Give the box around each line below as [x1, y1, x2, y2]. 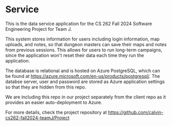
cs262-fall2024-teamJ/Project [5, 114, 70, 121]
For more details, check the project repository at [5, 109, 107, 115]
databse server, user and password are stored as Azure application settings [5, 78, 165, 85]
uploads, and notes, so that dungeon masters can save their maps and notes [5, 41, 167, 47]
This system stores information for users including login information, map [5, 36, 160, 42]
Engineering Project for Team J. [5, 26, 72, 32]
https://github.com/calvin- [108, 109, 164, 115]
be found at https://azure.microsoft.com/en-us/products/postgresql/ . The [5, 73, 160, 79]
